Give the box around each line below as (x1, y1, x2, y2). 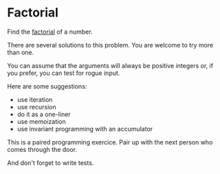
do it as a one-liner (16, 110, 71, 118)
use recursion (16, 102, 56, 111)
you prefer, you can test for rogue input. (7, 69, 120, 77)
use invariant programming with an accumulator (16, 124, 153, 133)
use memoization (16, 117, 67, 125)
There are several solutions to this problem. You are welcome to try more (7, 41, 214, 49)
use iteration (16, 95, 53, 104)
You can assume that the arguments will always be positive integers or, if (7, 61, 214, 69)
